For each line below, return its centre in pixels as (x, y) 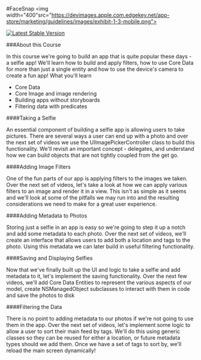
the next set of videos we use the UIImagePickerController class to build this (100, 142)
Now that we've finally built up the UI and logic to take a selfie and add (94, 270)
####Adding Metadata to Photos (47, 215)
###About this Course (34, 45)
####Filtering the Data (34, 307)
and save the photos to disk (40, 295)
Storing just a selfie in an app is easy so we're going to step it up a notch (96, 227)
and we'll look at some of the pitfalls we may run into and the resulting (93, 197)
